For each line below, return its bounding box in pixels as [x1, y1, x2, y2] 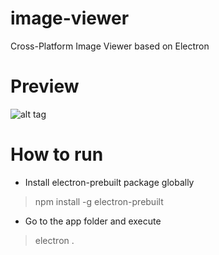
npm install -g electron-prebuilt [34, 195, 164, 207]
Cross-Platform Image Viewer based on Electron [10, 40, 210, 52]
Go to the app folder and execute [24, 215, 162, 227]
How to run [10, 143, 104, 166]
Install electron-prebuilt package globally [24, 176, 195, 188]
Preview [10, 75, 80, 98]
